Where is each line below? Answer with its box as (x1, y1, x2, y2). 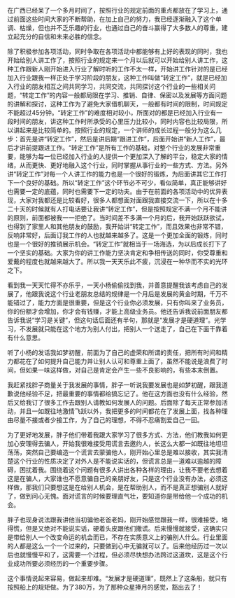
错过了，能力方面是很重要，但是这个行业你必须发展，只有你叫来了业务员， (13, 298, 228, 307)
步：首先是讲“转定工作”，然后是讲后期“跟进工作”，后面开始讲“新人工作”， (7, 135, 220, 143)
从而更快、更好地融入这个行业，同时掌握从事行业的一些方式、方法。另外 (19, 161, 228, 169)
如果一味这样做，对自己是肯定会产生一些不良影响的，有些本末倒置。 (25, 366, 222, 374)
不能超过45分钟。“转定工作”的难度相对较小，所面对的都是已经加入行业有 (7, 109, 217, 117)
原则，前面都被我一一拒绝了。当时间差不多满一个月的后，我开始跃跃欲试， (13, 214, 228, 222)
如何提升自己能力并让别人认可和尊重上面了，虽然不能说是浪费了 (37, 357, 222, 366)
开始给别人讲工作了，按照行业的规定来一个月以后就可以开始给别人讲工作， (7, 56, 222, 64)
